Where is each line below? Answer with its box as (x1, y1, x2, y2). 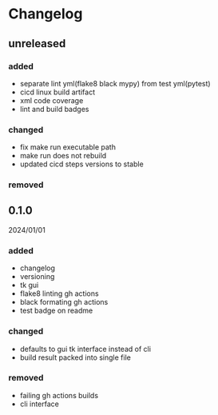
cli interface (19, 399, 60, 409)
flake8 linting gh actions (19, 289, 99, 298)
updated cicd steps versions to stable (19, 159, 144, 169)
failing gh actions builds (19, 390, 98, 400)
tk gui (19, 281, 39, 290)
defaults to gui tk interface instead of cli (19, 344, 152, 353)
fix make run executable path (19, 142, 116, 152)
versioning (19, 272, 55, 281)
